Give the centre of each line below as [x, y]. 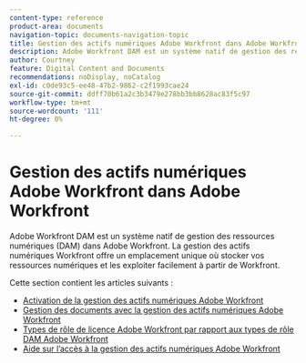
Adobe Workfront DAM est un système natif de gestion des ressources [142, 237]
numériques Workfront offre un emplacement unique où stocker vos [137, 256]
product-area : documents [56, 26]
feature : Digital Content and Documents [87, 69]
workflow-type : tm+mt [51, 102]
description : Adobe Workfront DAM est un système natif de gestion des [148, 52]
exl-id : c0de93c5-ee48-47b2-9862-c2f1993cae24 [99, 86]
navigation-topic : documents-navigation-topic [99, 35]
